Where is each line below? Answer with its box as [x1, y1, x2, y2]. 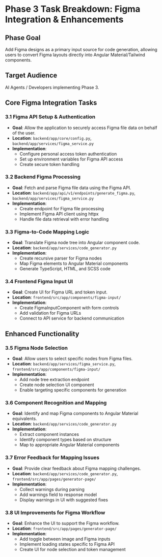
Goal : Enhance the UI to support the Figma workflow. [12, 520, 120, 526]
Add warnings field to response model [19, 491, 97, 497]
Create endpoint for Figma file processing [19, 205, 104, 211]
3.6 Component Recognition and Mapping [5, 399, 107, 406]
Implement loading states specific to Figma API [19, 541, 115, 547]
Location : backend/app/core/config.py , [12, 135, 92, 141]
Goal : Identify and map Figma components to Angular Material [12, 410, 138, 417]
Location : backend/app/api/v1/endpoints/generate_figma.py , [12, 190, 136, 196]
